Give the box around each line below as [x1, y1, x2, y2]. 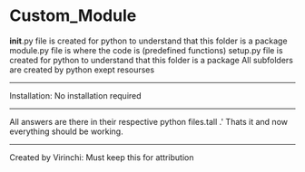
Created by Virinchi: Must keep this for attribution [9, 151, 194, 163]
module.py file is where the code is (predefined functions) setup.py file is [9, 44, 283, 55]
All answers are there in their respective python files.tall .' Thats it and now [9, 116, 289, 127]
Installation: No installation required [9, 90, 143, 100]
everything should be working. [9, 126, 124, 137]
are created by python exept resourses [9, 64, 155, 75]
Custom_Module [9, 5, 137, 26]
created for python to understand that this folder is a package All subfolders [9, 54, 293, 65]
